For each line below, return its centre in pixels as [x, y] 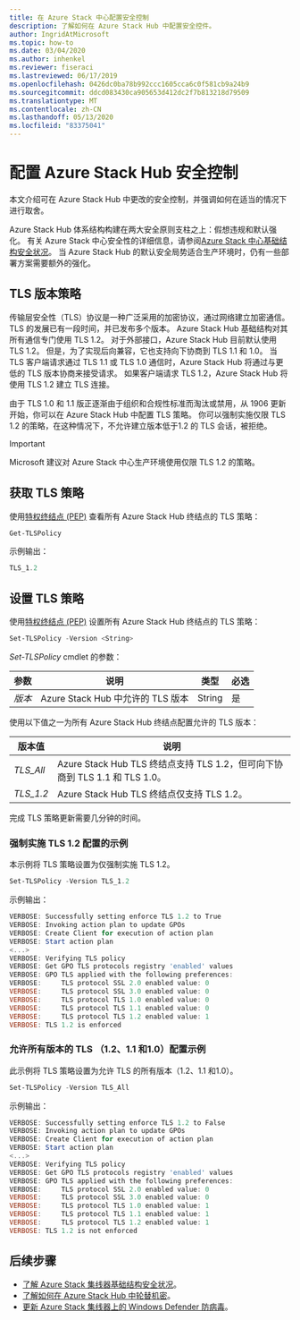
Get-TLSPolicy [36, 533]
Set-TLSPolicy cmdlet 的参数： [66, 657]
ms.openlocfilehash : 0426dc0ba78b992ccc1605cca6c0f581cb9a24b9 [129, 84]
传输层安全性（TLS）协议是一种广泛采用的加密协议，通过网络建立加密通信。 [150, 317]
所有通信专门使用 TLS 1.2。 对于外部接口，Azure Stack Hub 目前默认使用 [143, 339]
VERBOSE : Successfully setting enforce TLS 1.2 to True [115, 917]
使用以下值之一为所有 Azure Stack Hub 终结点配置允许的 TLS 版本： [134, 722]
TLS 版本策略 [46, 294]
